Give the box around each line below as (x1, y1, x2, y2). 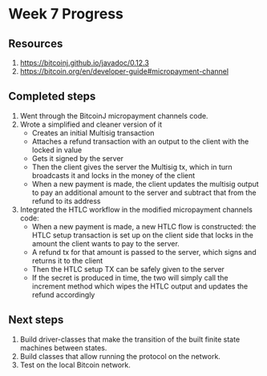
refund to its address (31, 196, 101, 205)
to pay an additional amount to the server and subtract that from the (31, 188, 257, 197)
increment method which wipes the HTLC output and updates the (31, 281, 249, 291)
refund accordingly (31, 289, 95, 299)
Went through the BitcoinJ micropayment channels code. (19, 111, 208, 120)
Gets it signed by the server (31, 153, 124, 163)
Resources (8, 37, 63, 51)
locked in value (31, 145, 83, 155)
